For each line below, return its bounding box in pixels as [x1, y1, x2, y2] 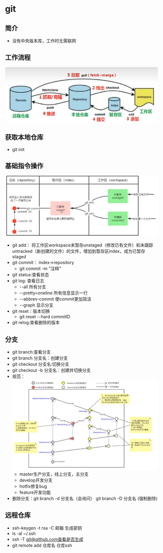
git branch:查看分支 [12, 349, 51, 355]
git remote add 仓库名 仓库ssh [12, 542, 72, 548]
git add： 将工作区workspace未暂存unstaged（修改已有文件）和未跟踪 [12, 242, 153, 248]
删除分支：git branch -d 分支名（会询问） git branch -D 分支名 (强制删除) [12, 496, 158, 501]
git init [12, 146, 25, 152]
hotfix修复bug [19, 483, 48, 489]
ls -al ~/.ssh [12, 530, 36, 536]
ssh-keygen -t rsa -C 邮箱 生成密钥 [12, 525, 82, 531]
